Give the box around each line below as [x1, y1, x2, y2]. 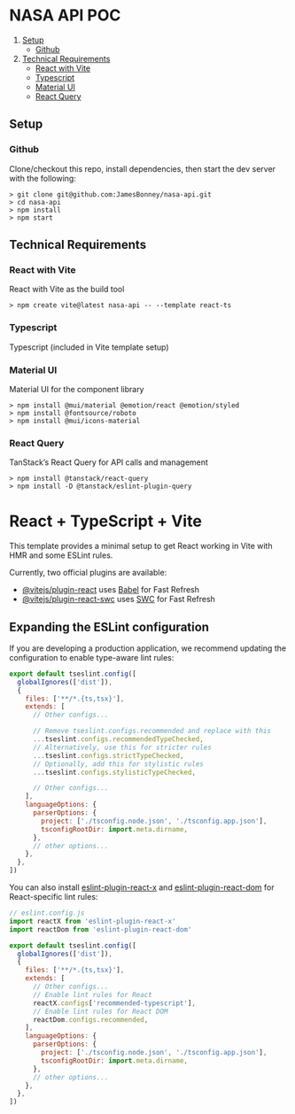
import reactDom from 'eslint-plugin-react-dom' [9, 924, 192, 934]
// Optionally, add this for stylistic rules [32, 759, 204, 769]
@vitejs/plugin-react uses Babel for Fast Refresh [21, 584, 200, 595]
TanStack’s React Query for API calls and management [9, 457, 208, 468]
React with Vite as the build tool [9, 284, 125, 295]
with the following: [9, 173, 77, 183]
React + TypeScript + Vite [9, 511, 202, 531]
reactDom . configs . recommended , [32, 1015, 149, 1024]
